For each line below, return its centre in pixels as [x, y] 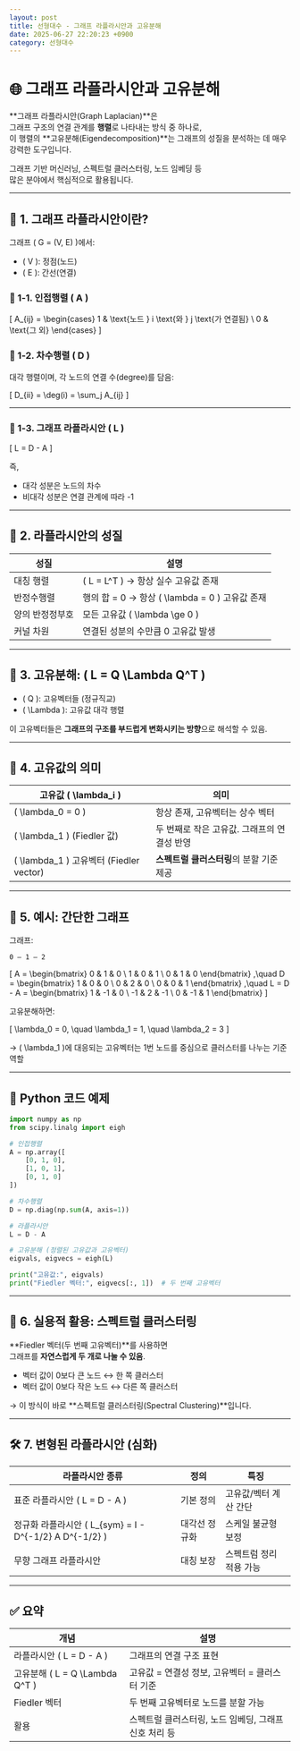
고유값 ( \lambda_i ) [80, 795]
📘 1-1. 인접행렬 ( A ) [49, 298]
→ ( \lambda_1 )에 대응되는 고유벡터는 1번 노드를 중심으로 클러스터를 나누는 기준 [148, 1048]
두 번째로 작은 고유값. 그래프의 [215, 829]
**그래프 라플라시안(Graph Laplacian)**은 [83, 116]
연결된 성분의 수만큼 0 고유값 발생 [149, 631]
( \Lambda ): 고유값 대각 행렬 [73, 710]
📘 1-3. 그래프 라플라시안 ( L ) [67, 428]
